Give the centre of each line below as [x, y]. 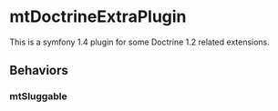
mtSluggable [38, 96]
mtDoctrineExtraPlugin [98, 17]
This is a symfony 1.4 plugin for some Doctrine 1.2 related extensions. [140, 42]
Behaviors [39, 71]
